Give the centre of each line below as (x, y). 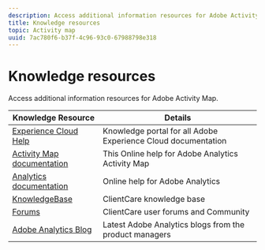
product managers (136, 235)
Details (178, 118)
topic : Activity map (42, 30)
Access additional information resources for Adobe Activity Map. (113, 99)
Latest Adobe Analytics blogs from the (174, 225)
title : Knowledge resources (54, 23)
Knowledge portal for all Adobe (160, 131)
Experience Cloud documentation (164, 141)
